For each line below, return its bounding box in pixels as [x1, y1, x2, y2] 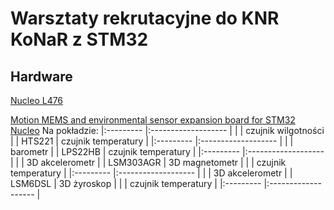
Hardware [10, 68, 73, 85]
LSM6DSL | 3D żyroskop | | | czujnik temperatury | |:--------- [10, 178, 262, 189]
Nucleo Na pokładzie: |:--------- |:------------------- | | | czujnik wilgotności [10, 125, 325, 136]
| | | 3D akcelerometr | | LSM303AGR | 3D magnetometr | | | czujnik [10, 157, 287, 168]
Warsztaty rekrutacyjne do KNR [10, 7, 280, 30]
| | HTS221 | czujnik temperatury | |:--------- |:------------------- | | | [10, 135, 294, 147]
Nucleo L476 [10, 95, 64, 106]
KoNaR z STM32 [10, 28, 149, 51]
